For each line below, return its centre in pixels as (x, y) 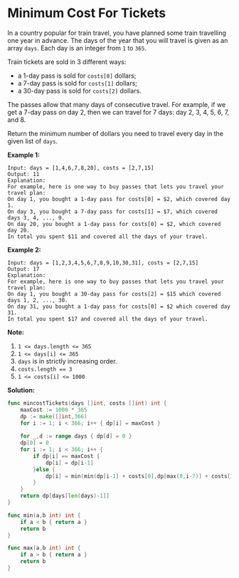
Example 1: (24, 155)
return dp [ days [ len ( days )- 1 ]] (65, 496)
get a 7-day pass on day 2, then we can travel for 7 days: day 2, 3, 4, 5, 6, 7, (118, 112)
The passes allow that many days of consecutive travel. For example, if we (117, 104)
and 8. (17, 120)
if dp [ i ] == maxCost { (67, 456)
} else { (44, 469)
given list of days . (33, 141)
